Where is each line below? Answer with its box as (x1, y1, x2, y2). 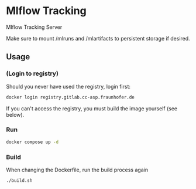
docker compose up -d (6, 139, 59, 145)
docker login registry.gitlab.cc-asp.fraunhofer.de (6, 94, 135, 100)
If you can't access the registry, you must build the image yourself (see (6, 104, 177, 112)
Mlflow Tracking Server (6, 23, 63, 31)
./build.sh (6, 177, 33, 183)
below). (6, 111, 25, 118)
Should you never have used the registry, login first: (6, 83, 130, 90)
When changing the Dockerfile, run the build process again (6, 166, 148, 173)
